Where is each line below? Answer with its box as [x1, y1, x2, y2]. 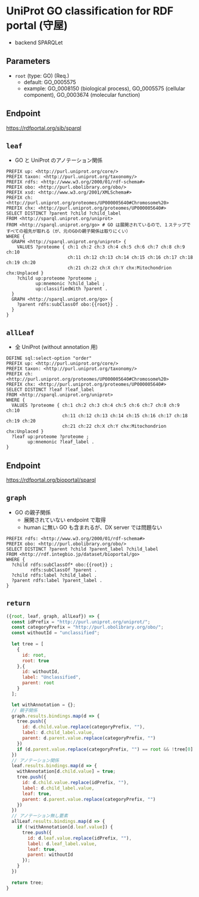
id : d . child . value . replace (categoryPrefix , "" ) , [21, 724, 145, 730]
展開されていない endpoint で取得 [23, 516, 106, 523]
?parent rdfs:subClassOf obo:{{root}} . [17, 302, 119, 308]
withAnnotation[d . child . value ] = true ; [17, 769, 116, 774]
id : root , [21, 652, 46, 658]
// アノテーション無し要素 [11, 813, 69, 819]
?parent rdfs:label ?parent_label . [11, 577, 102, 583]
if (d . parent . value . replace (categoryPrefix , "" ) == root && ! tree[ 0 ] [17, 746, 194, 752]
